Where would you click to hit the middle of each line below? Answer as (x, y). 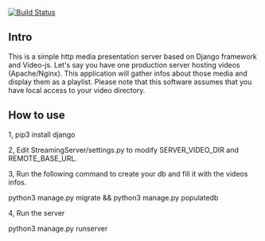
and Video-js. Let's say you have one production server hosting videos (124, 64)
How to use (37, 115)
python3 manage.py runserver (58, 228)
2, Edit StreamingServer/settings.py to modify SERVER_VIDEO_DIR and (123, 150)
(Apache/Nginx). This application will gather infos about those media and (128, 73)
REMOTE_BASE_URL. (43, 158)
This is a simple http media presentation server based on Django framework (132, 56)
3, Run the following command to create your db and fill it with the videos (128, 173)
